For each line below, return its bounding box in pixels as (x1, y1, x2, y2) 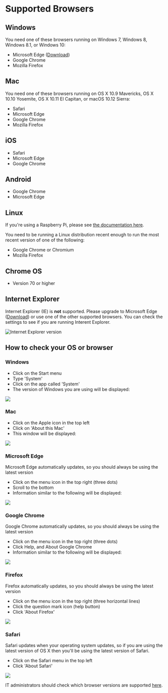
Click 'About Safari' (12, 663, 53, 669)
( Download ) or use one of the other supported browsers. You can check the (5, 314, 163, 320)
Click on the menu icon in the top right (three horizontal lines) (12, 598, 140, 604)
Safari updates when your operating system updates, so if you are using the (5, 642, 163, 649)
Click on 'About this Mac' (12, 425, 65, 431)
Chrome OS (5, 267, 42, 275)
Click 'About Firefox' (12, 609, 55, 615)
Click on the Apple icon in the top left (12, 420, 90, 426)
